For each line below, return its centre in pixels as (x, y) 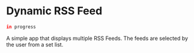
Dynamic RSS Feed (54, 11)
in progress (21, 27)
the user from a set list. (35, 44)
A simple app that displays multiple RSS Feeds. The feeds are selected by (97, 38)
